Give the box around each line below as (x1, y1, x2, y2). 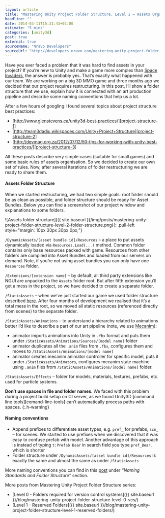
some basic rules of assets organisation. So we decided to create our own (5, 159, 155, 165)
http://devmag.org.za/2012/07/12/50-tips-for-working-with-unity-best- (14, 138, 158, 144)
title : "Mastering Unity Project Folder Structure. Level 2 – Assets (5, 12, 151, 17)
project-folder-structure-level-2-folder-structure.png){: (5, 222, 117, 228)
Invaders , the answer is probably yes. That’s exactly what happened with (5, 72, 153, 78)
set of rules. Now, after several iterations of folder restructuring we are (5, 164, 148, 170)
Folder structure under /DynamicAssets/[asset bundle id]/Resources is (12, 452, 156, 458)
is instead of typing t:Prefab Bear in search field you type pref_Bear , (12, 442, 152, 448)
